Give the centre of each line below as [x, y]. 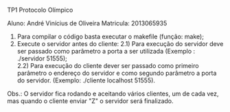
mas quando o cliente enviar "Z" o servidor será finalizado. [90, 101]
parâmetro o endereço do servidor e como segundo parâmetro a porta [117, 73]
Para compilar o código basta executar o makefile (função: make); [111, 36]
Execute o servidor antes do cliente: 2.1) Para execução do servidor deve [120, 44]
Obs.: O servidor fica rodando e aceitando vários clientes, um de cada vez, [113, 93]
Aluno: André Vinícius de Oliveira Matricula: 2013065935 [87, 23]
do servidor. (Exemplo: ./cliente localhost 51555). [86, 80]
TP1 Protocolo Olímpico [40, 10]
